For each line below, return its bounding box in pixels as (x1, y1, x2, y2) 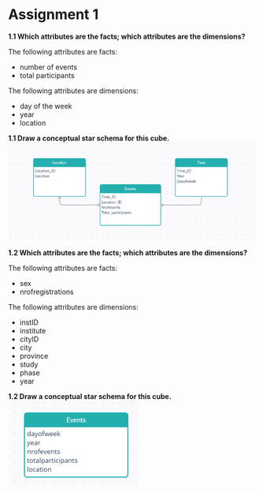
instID (19, 318, 39, 327)
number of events (19, 62, 77, 72)
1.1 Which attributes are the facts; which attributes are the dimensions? (8, 32, 246, 41)
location (19, 118, 46, 127)
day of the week (19, 101, 72, 111)
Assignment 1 (8, 6, 99, 24)
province (19, 352, 49, 361)
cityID (19, 334, 39, 344)
